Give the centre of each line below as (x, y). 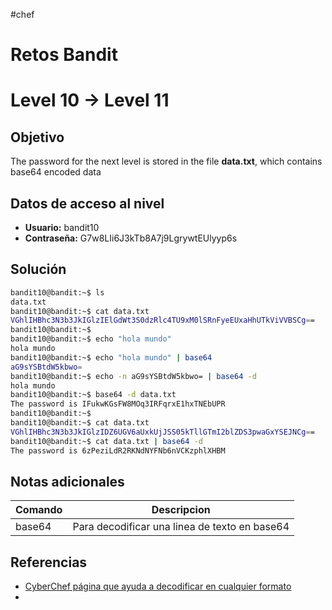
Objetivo (37, 137)
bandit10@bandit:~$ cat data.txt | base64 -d (106, 441)
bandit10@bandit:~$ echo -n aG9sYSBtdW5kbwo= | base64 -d (133, 376)
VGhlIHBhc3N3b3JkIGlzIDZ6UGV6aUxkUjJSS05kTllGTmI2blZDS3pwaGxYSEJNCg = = (162, 432)
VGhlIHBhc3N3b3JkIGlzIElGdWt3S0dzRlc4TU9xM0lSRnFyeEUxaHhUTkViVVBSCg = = (162, 320)
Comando (39, 510)
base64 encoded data (56, 172)
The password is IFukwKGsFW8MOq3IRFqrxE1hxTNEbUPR (118, 404)
